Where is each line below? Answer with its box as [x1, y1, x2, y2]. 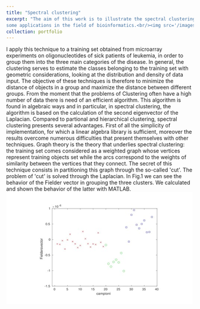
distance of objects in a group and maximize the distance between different [6, 84, 192, 91]
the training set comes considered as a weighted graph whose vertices [6, 147, 180, 155]
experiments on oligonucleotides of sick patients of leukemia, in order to [6, 52, 183, 59]
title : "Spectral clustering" [6, 10, 82, 16]
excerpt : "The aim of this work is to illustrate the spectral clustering [6, 16, 196, 22]
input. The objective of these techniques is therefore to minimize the [6, 78, 174, 85]
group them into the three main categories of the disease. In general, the [6, 59, 185, 66]
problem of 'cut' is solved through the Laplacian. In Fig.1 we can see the [6, 173, 182, 180]
